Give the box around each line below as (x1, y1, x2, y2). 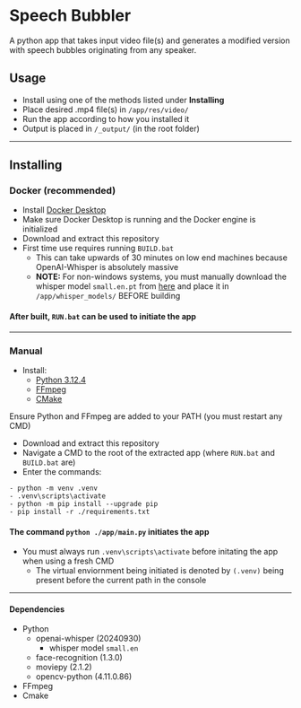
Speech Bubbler (9, 5, 132, 26)
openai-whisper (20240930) (35, 634, 142, 644)
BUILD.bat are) (21, 457, 76, 468)
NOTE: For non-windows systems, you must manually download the (35, 271, 287, 283)
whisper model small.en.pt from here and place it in (35, 281, 230, 292)
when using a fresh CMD (21, 555, 115, 566)
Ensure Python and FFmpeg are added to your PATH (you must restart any (9, 410, 283, 422)
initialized (21, 223, 58, 234)
